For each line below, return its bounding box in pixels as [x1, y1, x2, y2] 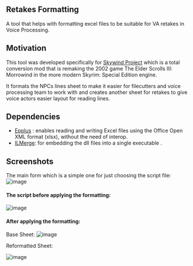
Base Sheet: [6, 230, 35, 238]
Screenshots [6, 156, 54, 166]
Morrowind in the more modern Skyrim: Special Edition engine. [6, 71, 157, 78]
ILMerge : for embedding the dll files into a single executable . [14, 139, 163, 146]
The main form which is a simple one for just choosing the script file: [6, 172, 171, 179]
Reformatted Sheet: [6, 242, 53, 249]
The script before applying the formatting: [6, 191, 111, 198]
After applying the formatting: [6, 218, 81, 225]
